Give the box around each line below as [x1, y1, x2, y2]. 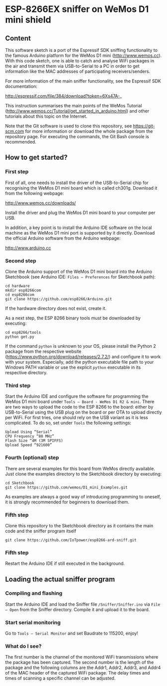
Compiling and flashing [5, 590, 63, 597]
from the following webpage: [5, 190, 64, 196]
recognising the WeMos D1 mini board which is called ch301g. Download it [5, 185, 158, 191]
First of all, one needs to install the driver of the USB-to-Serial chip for [5, 180, 149, 186]
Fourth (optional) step [5, 454, 59, 461]
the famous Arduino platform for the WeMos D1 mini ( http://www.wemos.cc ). [5, 52, 162, 58]
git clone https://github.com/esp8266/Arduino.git [5, 296, 112, 301]
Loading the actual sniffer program [5, 575, 115, 583]
